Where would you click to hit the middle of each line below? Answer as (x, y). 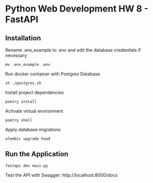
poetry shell (19, 120)
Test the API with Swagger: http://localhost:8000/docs (61, 175)
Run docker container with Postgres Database (53, 74)
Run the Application (37, 154)
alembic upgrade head (28, 139)
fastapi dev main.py (27, 166)
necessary (16, 55)
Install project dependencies (35, 93)
